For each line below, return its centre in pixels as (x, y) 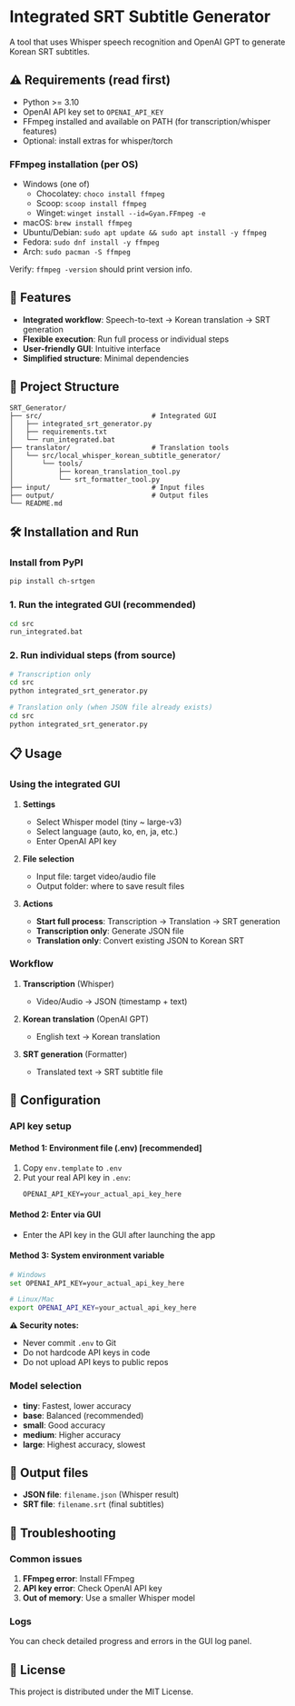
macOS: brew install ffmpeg (77, 223)
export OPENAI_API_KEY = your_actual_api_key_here (103, 1308)
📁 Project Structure (64, 387)
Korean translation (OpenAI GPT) (86, 1019)
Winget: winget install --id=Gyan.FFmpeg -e (121, 213)
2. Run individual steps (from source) (93, 655)
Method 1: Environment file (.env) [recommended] (106, 1148)
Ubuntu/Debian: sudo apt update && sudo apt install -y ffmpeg (145, 233)
